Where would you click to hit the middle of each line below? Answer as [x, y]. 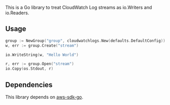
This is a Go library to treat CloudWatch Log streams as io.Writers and [79, 7]
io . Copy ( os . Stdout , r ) [29, 69]
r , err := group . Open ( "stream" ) [40, 64]
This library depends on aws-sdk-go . [44, 97]
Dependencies [29, 85]
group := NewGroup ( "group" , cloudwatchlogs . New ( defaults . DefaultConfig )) [86, 40]
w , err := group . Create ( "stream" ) [42, 46]
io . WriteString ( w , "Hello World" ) [42, 55]
